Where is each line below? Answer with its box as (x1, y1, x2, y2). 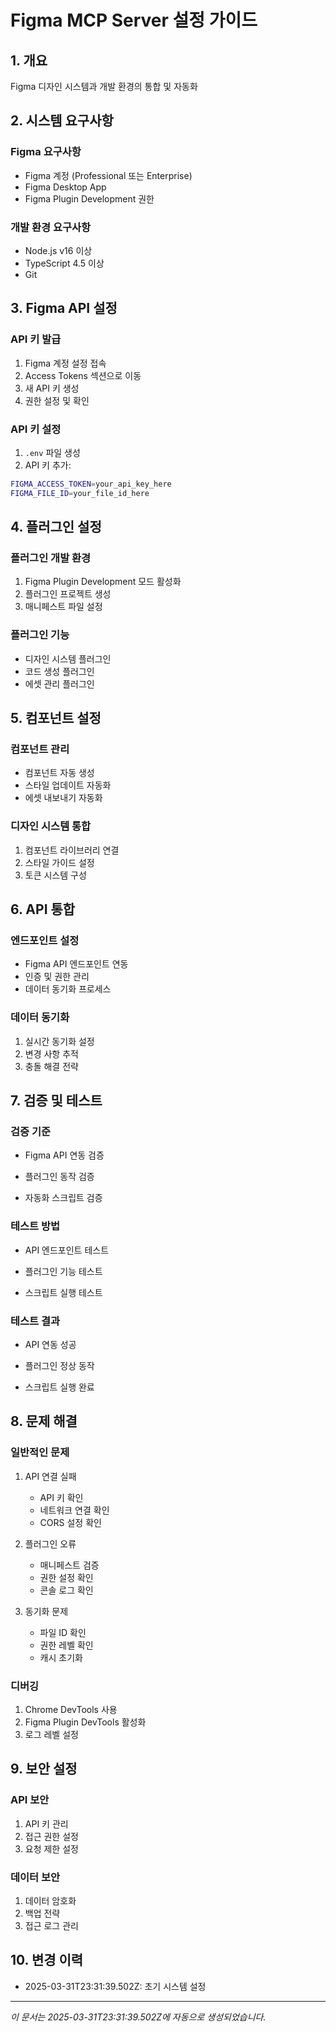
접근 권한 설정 (24, 1830, 79, 1842)
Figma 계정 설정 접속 (24, 357, 107, 369)
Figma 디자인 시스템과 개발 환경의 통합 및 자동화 (10, 81, 198, 92)
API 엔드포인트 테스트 (24, 1244, 110, 1256)
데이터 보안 (10, 1870, 61, 1884)
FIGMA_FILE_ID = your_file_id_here (10, 488, 150, 498)
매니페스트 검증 (39, 1559, 100, 1571)
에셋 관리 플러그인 (24, 677, 95, 690)
